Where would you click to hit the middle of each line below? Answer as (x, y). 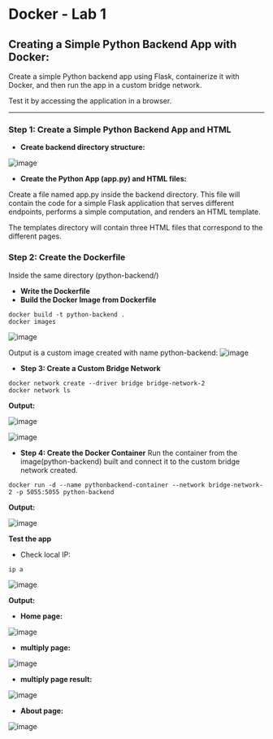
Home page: (41, 616)
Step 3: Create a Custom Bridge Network (90, 368)
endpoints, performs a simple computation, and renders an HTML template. (135, 212)
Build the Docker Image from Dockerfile (88, 300)
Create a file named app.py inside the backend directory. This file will (124, 195)
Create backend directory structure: (82, 147)
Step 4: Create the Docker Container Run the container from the (129, 453)
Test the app (30, 539)
